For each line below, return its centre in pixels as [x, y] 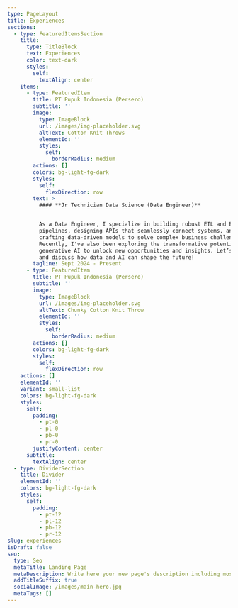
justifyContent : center [68, 448]
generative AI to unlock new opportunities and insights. [126, 250]
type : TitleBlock [52, 47]
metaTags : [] [33, 594]
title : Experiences [36, 21]
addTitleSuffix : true [46, 580]
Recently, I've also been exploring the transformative [123, 244]
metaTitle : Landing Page [50, 567]
